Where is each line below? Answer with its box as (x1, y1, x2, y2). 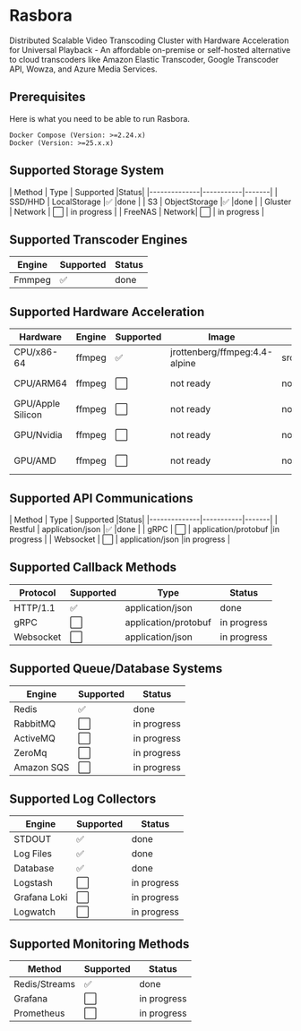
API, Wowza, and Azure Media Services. (9, 64, 159, 74)
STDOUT (13, 833, 52, 846)
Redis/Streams (13, 978, 76, 991)
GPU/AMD (13, 454, 56, 467)
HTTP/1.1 (13, 601, 56, 614)
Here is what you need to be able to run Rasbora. (9, 113, 191, 124)
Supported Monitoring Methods (9, 936, 190, 951)
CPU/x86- (13, 346, 58, 358)
